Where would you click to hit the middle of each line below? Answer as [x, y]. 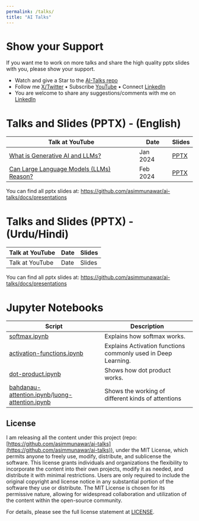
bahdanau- [25, 387]
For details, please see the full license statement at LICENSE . [81, 512]
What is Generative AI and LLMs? [55, 156]
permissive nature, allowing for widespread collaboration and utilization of [97, 494]
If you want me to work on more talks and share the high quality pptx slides [98, 63]
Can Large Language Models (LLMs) [60, 169]
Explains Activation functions [145, 346]
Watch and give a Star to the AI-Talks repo [66, 81]
